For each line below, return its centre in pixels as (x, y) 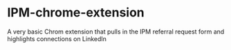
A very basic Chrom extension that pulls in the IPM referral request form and (116, 32)
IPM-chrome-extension (76, 13)
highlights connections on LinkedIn (57, 38)
